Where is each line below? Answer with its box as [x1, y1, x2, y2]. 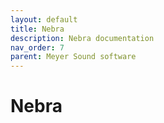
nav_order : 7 [10, 42, 65, 53]
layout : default [10, 14, 78, 25]
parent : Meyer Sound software [10, 52, 137, 62]
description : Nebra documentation [10, 33, 155, 43]
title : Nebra [10, 24, 65, 34]
